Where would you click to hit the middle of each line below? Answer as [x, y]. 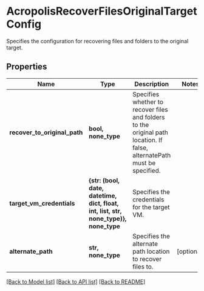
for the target [151, 207]
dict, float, [104, 203]
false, [141, 148]
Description [151, 84]
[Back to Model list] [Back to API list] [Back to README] [76, 281]
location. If [148, 140]
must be [144, 163]
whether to [148, 102]
